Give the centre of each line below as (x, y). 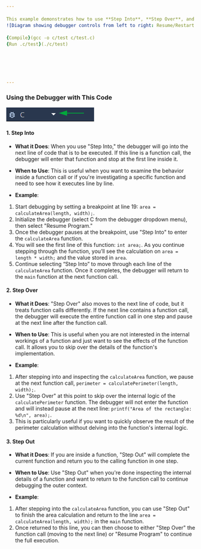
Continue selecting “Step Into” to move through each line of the (93, 264)
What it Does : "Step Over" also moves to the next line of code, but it (99, 304)
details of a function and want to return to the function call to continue (101, 479)
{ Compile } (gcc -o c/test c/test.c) (51, 38)
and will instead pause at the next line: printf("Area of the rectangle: (103, 409)
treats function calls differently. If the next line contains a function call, (102, 310)
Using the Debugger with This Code (59, 98)
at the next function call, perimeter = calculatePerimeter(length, (97, 383)
